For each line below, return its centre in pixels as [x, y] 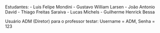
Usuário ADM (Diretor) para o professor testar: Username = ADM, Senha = [80, 21]
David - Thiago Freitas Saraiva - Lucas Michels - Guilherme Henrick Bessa [80, 12]
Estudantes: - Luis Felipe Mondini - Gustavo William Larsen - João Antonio [80, 7]
